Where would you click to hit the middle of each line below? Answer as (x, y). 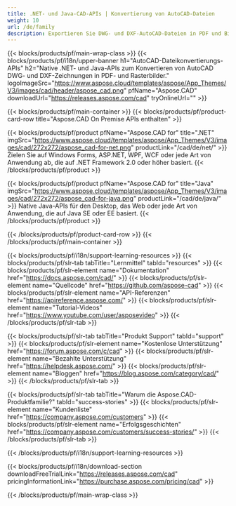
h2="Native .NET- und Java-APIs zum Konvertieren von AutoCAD (119, 68)
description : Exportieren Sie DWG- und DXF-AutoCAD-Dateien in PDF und (114, 33)
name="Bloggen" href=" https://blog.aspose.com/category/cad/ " (126, 373)
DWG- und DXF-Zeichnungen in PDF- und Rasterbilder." (88, 76)
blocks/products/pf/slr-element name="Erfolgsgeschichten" (94, 425)
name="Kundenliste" (62, 410)
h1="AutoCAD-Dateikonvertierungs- (171, 61)
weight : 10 (23, 20)
